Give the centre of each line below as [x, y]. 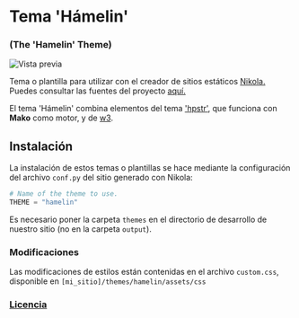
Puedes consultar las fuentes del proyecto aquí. [97, 91]
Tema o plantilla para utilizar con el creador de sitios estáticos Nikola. [137, 82]
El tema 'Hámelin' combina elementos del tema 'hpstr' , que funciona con [143, 109]
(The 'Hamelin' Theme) [61, 45]
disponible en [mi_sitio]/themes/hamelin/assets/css [108, 281]
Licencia [28, 305]
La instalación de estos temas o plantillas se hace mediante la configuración [150, 168]
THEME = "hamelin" [44, 203]
